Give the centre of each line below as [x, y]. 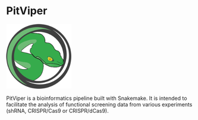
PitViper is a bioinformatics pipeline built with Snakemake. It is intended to [97, 98]
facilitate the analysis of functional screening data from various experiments [99, 104]
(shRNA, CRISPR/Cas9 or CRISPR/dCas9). [57, 111]
